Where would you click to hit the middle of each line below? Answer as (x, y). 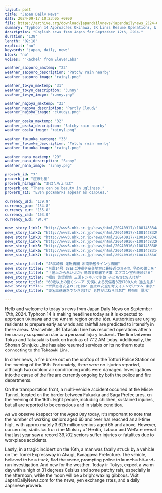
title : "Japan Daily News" (32, 14)
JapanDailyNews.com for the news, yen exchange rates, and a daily (72, 480)
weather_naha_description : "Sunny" (41, 161)
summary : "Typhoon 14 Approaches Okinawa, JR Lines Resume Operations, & (81, 28)
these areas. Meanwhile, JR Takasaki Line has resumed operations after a (78, 329)
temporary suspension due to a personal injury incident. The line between (78, 334)
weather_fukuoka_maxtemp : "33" (36, 139)
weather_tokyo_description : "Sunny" (42, 90)
